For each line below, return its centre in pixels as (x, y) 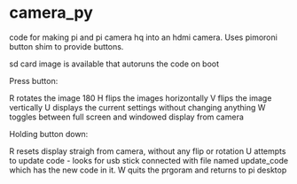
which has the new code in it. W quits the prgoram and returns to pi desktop (148, 170)
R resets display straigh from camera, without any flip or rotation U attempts (148, 151)
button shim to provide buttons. (66, 46)
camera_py (51, 13)
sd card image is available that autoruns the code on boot (114, 64)
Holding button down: (49, 134)
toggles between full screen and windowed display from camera (126, 117)
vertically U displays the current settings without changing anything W (137, 107)
